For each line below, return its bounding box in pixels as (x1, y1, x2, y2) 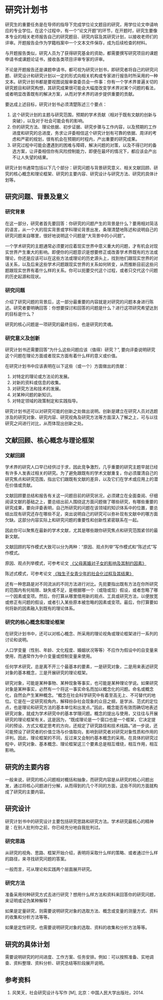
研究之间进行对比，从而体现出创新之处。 (5, 420, 86, 427)
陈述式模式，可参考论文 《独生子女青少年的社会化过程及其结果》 (5, 570, 134, 576)
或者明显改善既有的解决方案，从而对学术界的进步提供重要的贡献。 (5, 91, 137, 97)
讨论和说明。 (5, 637, 31, 643)
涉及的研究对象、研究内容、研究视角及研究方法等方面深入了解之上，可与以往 (5, 414, 158, 420)
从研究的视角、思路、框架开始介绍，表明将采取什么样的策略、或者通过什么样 (5, 850, 158, 856)
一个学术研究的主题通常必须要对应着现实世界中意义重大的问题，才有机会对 (5, 243, 154, 249)
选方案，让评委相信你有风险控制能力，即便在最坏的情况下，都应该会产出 (12, 148, 157, 154)
